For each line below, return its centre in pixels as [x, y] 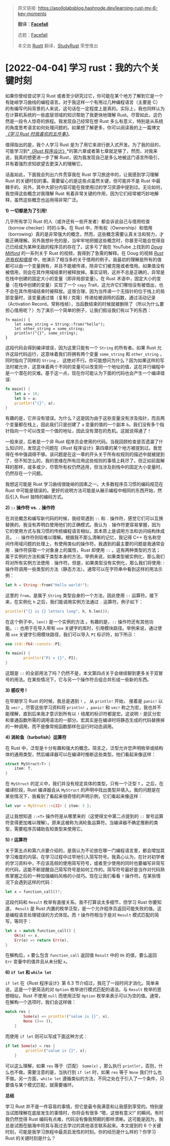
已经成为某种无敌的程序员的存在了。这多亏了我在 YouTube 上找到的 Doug [86, 247]
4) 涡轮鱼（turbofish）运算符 [36, 737]
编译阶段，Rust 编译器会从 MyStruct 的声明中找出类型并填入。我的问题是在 [83, 790]
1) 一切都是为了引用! [26, 211]
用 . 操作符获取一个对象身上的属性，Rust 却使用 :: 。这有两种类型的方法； [83, 550]
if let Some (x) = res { [30, 1046]
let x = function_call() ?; [34, 892]
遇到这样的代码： [36, 882]
